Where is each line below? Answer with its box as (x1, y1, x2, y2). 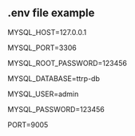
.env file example (7, 6, 95, 20)
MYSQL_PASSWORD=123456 (7, 104, 105, 114)
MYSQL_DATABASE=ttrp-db (7, 73, 101, 83)
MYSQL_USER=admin (7, 89, 79, 99)
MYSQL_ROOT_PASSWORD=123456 (7, 58, 128, 68)
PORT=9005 (7, 119, 49, 130)
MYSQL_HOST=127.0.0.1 (7, 27, 87, 37)
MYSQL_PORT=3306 (7, 43, 77, 52)
